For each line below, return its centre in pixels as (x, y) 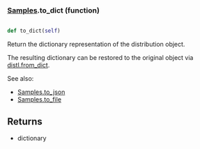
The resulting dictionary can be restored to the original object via (100, 58)
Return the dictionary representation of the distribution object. (96, 45)
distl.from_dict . (29, 65)
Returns (25, 121)
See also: (21, 79)
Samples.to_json (41, 92)
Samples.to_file (39, 100)
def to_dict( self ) (34, 31)
